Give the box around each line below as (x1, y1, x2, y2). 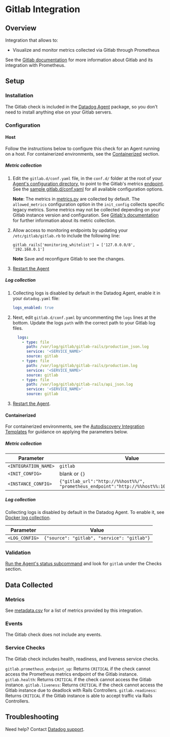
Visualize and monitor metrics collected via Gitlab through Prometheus (12, 47, 160, 53)
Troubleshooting (5, 713, 59, 721)
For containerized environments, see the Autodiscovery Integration (5, 423, 145, 429)
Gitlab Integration (5, 4, 80, 15)
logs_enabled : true (12, 305, 54, 310)
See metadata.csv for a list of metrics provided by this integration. (5, 607, 143, 614)
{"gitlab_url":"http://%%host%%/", (59, 478, 145, 485)
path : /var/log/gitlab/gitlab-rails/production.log (26, 363, 138, 368)
